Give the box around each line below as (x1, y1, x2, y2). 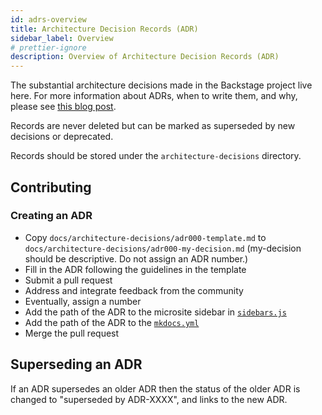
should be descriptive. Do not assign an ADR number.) (24, 252, 249, 265)
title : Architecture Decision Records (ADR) (10, 24, 199, 34)
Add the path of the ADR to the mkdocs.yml (24, 316, 200, 328)
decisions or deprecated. (10, 131, 114, 143)
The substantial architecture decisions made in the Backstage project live (10, 79, 313, 91)
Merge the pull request (24, 327, 120, 339)
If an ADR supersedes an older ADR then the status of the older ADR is (10, 382, 301, 395)
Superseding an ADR (10, 356, 143, 373)
